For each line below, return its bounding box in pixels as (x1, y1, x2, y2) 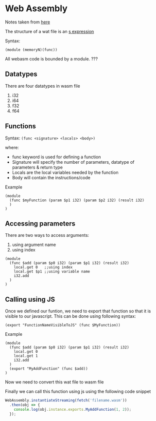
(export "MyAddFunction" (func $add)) (9, 366, 88, 371)
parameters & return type (12, 164, 63, 170)
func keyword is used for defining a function (12, 154, 101, 160)
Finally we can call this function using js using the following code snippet (5, 388, 151, 395)
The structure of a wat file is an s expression (5, 28, 94, 34)
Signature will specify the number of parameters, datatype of (12, 159, 135, 165)
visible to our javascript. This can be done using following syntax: (5, 313, 136, 319)
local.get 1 (14, 354, 38, 359)
